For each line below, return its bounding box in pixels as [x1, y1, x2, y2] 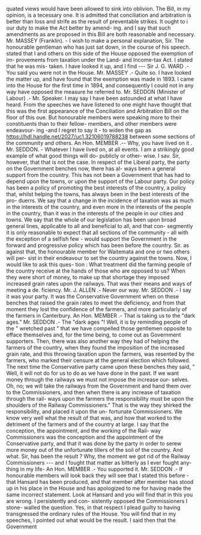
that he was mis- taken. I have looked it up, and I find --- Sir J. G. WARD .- [6, 63, 189, 70]
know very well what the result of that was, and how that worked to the [6, 415, 182, 421]
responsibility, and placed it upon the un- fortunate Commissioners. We [6, 408, 183, 415]
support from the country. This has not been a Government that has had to [6, 172, 191, 178]
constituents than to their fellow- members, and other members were [6, 120, 177, 127]
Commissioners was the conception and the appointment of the [6, 433, 164, 441]
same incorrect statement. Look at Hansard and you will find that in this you [6, 491, 193, 498]
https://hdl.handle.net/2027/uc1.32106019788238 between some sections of [6, 133, 196, 140]
